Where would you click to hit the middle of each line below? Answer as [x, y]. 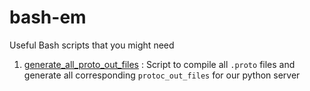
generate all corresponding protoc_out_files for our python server [162, 75]
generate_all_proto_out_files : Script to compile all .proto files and [159, 64]
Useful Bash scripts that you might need [92, 45]
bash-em [48, 17]
